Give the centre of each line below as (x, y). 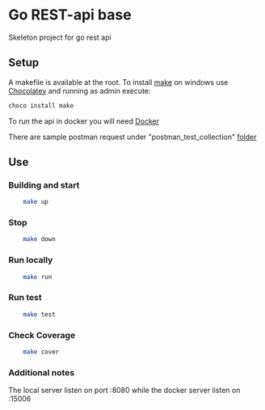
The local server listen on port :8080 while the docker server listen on (124, 391)
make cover (41, 352)
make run (38, 277)
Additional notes (42, 372)
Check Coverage (42, 335)
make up (36, 202)
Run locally (31, 260)
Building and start (44, 185)
